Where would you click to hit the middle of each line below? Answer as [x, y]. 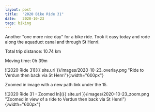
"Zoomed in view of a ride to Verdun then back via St [58, 99]
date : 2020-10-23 [25, 18]
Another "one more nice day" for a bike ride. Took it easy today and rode [77, 37]
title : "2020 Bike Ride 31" [34, 14]
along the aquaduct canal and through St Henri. [52, 42]
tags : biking [18, 23]
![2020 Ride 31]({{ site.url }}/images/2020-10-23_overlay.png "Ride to [75, 70]
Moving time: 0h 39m [26, 61]
